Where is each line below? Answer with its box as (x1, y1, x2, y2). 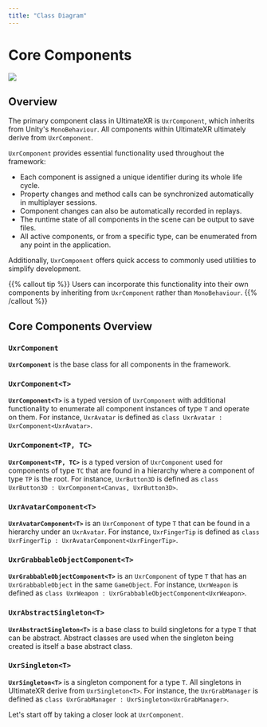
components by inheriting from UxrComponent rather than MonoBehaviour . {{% (8, 288, 257, 297)
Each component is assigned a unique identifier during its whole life (19, 172, 243, 182)
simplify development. (8, 264, 81, 273)
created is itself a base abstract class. (8, 641, 133, 650)
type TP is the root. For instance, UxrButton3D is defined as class (8, 474, 219, 483)
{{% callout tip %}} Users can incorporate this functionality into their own (8, 280, 249, 289)
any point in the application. (19, 240, 112, 250)
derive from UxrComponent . (8, 133, 93, 143)
